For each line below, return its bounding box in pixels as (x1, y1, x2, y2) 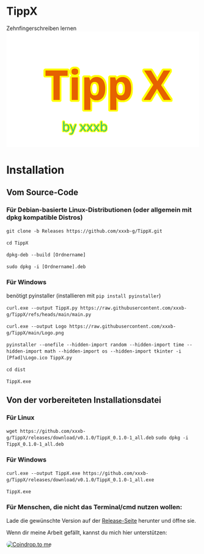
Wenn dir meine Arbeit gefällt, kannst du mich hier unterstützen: (6, 528, 167, 536)
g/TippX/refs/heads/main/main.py (6, 311, 92, 318)
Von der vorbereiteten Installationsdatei (6, 395, 162, 405)
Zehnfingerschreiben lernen (6, 24, 77, 32)
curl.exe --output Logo (6, 323, 67, 329)
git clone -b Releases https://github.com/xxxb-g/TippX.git (6, 228, 163, 234)
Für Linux (6, 413, 35, 422)
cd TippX (6, 240, 29, 246)
